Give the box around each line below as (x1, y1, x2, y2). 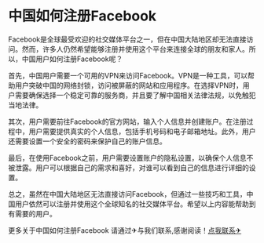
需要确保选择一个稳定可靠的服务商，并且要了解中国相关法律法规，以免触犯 (14, 90, 256, 100)
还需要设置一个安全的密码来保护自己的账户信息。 (8, 136, 167, 146)
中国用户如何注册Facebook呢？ (21, 54, 123, 63)
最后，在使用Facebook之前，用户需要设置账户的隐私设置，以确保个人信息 (8, 153, 247, 162)
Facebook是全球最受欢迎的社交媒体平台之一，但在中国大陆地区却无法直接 (8, 34, 247, 44)
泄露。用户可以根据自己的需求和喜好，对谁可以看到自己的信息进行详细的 (14, 162, 249, 172)
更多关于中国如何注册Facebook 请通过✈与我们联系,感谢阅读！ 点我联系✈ (8, 225, 242, 235)
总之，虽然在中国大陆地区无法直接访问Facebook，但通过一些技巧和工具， (8, 189, 247, 198)
